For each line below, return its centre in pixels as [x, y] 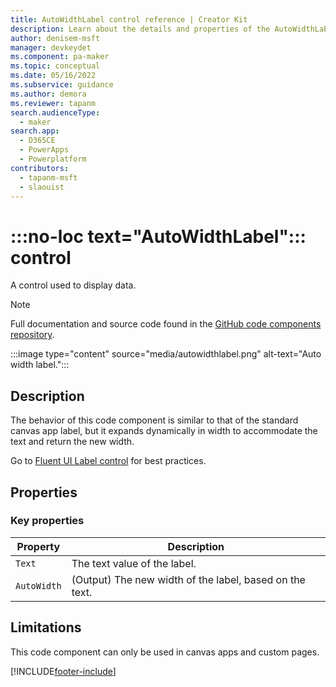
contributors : [40, 168]
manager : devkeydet [51, 47]
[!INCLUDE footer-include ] [63, 671]
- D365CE [37, 141]
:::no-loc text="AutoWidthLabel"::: [158, 236]
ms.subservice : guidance [62, 85]
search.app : [35, 131]
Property [38, 546]
